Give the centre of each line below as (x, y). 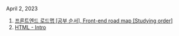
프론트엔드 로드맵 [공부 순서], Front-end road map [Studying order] (94, 21)
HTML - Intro (30, 27)
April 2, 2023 (22, 9)
